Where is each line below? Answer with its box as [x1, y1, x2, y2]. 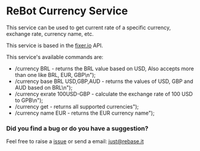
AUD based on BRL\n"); [14, 84, 73, 91]
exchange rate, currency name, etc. [6, 30, 94, 37]
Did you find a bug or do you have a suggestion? [6, 124, 149, 132]
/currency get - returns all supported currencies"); [14, 103, 139, 110]
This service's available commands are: [6, 53, 103, 60]
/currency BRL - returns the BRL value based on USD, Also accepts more [14, 64, 194, 72]
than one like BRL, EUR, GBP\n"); [14, 71, 96, 78]
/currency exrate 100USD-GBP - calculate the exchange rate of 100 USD [14, 90, 193, 97]
